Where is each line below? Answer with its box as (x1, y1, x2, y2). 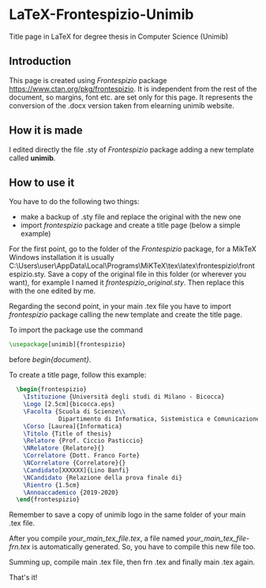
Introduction (9, 55, 72, 68)
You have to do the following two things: (9, 197, 140, 206)
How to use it (9, 175, 75, 189)
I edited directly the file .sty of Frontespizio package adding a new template (9, 145, 255, 154)
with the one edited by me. (9, 286, 96, 296)
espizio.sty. (9, 269, 47, 279)
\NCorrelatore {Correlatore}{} (23, 459, 126, 467)
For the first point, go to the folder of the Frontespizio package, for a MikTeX (9, 244, 257, 254)
